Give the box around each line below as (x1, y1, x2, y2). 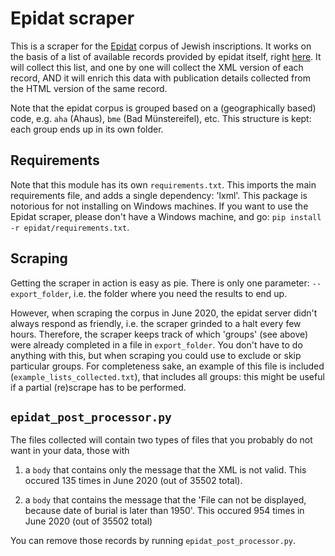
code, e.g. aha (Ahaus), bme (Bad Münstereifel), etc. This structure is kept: (10, 112, 312, 124)
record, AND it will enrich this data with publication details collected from (10, 72, 311, 84)
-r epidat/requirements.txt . (10, 221, 130, 233)
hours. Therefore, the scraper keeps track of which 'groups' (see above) (10, 328, 309, 340)
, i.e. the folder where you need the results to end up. (68, 287, 288, 299)
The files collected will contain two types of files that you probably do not (10, 434, 313, 446)
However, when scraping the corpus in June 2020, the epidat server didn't (10, 307, 318, 319)
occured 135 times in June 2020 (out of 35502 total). (24, 475, 243, 487)
